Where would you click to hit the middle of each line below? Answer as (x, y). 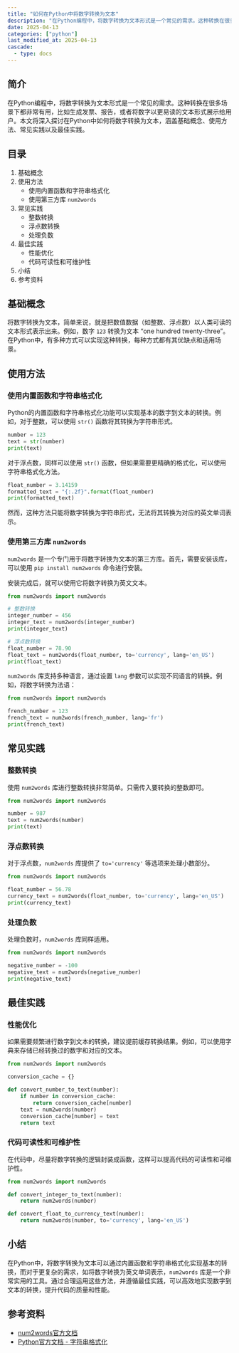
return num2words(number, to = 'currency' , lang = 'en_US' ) (105, 1221)
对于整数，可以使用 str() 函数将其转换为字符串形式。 (98, 421)
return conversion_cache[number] (83, 1103)
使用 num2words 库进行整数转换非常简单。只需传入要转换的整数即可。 (108, 787)
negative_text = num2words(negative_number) (74, 972)
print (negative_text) (39, 979)
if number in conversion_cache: (68, 1097)
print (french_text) (36, 725)
